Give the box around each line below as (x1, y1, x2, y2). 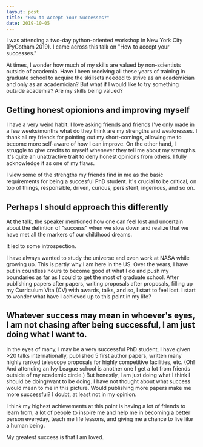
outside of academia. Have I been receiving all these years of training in (6, 68, 185, 75)
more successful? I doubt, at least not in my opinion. (6, 391, 137, 398)
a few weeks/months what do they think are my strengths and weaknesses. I (6, 127, 198, 135)
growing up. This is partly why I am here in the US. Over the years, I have (6, 261, 188, 267)
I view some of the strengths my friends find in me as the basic (6, 171, 164, 179)
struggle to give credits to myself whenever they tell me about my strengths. (6, 147, 197, 154)
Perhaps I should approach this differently (6, 201, 168, 212)
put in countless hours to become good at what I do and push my (6, 267, 169, 274)
